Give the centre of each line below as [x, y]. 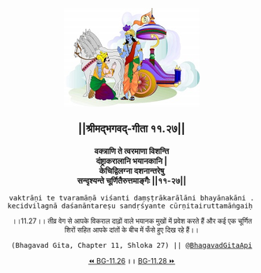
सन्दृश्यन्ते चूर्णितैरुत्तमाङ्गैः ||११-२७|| [132, 181]
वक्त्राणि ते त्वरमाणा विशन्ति [132, 151]
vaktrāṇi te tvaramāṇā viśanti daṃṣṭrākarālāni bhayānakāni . [132, 198]
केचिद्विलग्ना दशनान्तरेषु [132, 171]
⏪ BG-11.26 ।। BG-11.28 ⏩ [132, 260]
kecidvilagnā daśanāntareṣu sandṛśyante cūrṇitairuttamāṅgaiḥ [130, 206]
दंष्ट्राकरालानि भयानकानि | [132, 161]
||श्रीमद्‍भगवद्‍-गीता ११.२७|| [132, 129]
